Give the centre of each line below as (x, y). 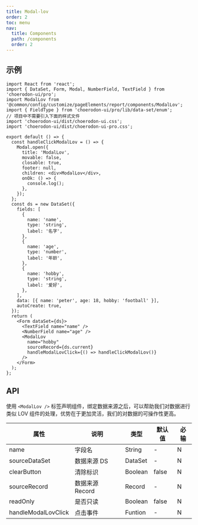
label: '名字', (45, 231)
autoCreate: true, (39, 306)
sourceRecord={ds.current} (60, 347)
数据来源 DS (91, 461)
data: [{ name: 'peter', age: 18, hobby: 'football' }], (88, 300)
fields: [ (29, 209)
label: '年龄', (45, 258)
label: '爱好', (45, 285)
